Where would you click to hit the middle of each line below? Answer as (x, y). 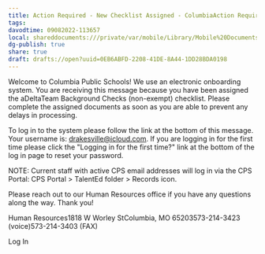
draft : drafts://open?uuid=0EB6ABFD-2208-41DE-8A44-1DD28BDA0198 (118, 60)
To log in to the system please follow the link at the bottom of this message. (131, 130)
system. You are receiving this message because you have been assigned (128, 90)
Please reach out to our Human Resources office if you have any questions (130, 194)
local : (19, 37)
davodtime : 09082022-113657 (54, 30)
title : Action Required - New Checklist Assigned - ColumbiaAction (121, 15)
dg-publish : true (37, 45)
